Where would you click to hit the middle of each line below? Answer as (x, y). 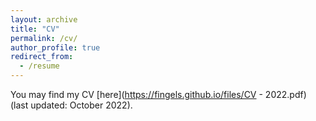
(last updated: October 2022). (71, 105)
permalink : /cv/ (44, 38)
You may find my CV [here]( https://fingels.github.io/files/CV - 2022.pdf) (158, 94)
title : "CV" (35, 29)
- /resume (39, 66)
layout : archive (44, 19)
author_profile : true (55, 47)
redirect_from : (42, 57)
